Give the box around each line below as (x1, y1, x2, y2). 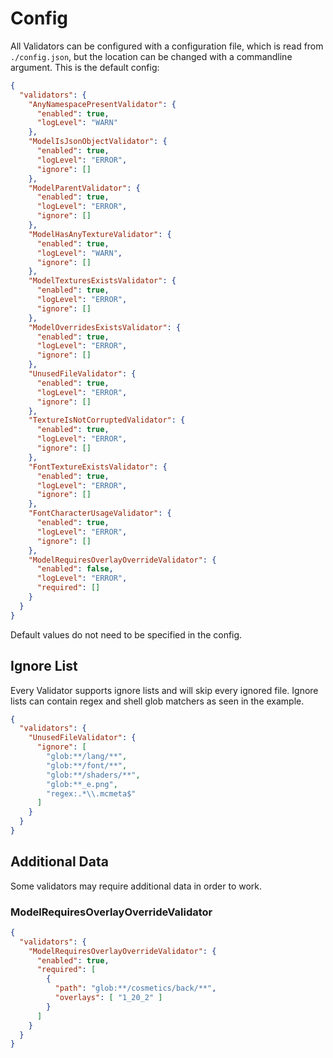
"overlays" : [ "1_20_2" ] (54, 993, 163, 1003)
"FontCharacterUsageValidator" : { (28, 508, 172, 519)
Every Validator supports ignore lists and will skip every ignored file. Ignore (10, 684, 319, 696)
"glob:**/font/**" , (46, 760, 128, 771)
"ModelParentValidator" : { (28, 183, 141, 193)
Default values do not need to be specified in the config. (10, 628, 243, 641)
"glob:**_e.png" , (46, 779, 118, 789)
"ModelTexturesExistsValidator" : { (28, 276, 177, 286)
